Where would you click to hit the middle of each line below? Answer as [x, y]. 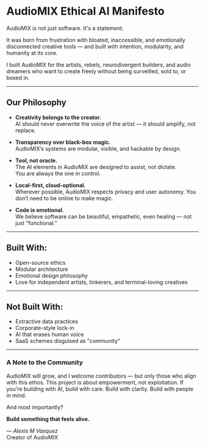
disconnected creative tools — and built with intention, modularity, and [95, 46]
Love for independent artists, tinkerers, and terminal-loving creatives [101, 282]
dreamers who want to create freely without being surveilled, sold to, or [96, 71]
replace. [26, 130]
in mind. [16, 395]
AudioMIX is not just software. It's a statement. [65, 28]
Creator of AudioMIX [32, 437]
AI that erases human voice [49, 334]
